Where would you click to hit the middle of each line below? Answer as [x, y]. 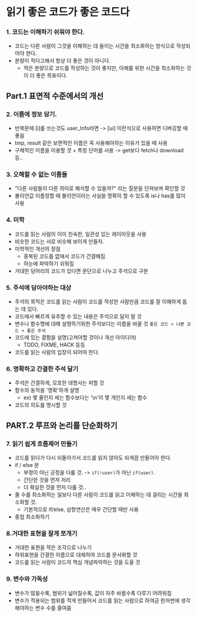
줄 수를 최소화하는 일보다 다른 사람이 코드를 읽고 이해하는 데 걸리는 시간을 [98, 495]
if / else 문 [27, 465]
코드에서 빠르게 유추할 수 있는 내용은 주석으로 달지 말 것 [78, 316]
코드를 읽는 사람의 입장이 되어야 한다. [57, 352]
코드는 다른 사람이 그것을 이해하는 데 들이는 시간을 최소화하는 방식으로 [95, 46]
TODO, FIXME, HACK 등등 [54, 345]
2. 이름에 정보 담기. [31, 114]
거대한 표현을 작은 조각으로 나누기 [53, 547]
